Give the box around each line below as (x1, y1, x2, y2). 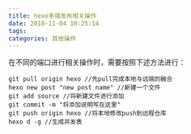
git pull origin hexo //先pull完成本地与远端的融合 (8, 75, 173, 83)
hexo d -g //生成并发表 (8, 118, 83, 126)
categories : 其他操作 (8, 34, 77, 43)
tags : (8, 27, 27, 35)
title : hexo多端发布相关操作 (8, 11, 97, 20)
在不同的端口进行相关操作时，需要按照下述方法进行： (8, 57, 186, 67)
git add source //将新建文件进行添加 (8, 92, 125, 101)
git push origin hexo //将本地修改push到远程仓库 (8, 110, 168, 118)
